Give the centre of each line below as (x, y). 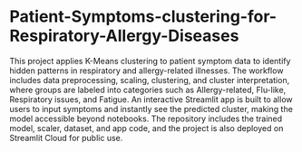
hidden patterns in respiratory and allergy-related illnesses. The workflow (146, 71)
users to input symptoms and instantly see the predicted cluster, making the (151, 109)
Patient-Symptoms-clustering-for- (143, 17)
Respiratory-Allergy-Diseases (124, 36)
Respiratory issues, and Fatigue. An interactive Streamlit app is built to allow (151, 99)
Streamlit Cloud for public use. (66, 138)
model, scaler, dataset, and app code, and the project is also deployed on (146, 128)
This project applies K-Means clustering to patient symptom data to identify (150, 61)
